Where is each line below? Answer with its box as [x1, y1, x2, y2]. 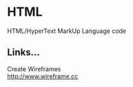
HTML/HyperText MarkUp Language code [7, 27, 127, 35]
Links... [7, 47, 40, 58]
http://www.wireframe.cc [7, 72, 79, 80]
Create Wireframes [7, 64, 61, 73]
